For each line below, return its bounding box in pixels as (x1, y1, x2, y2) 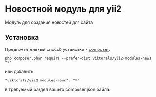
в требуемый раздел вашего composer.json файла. (5, 86, 111, 92)
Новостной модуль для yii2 (5, 3, 122, 15)
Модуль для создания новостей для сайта (5, 19, 93, 25)
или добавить (5, 68, 34, 74)
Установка (5, 33, 39, 42)
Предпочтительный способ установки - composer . (5, 46, 110, 52)
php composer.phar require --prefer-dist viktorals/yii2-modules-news (5, 56, 152, 61)
